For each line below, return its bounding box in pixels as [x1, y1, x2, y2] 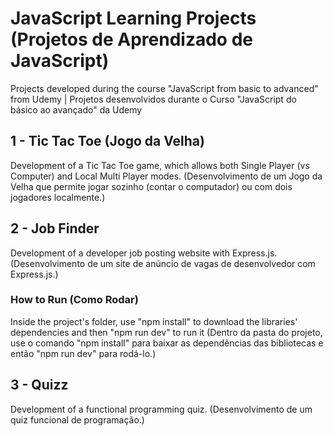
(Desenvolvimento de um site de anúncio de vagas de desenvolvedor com [10, 257, 316, 269]
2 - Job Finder [10, 220, 100, 237]
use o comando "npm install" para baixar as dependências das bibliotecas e [10, 337, 324, 349]
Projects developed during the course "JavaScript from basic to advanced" [10, 82, 319, 94]
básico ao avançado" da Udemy [10, 103, 143, 116]
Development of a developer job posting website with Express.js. [10, 247, 278, 259]
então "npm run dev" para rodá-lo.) [10, 347, 157, 359]
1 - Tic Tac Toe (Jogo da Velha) [10, 133, 205, 150]
